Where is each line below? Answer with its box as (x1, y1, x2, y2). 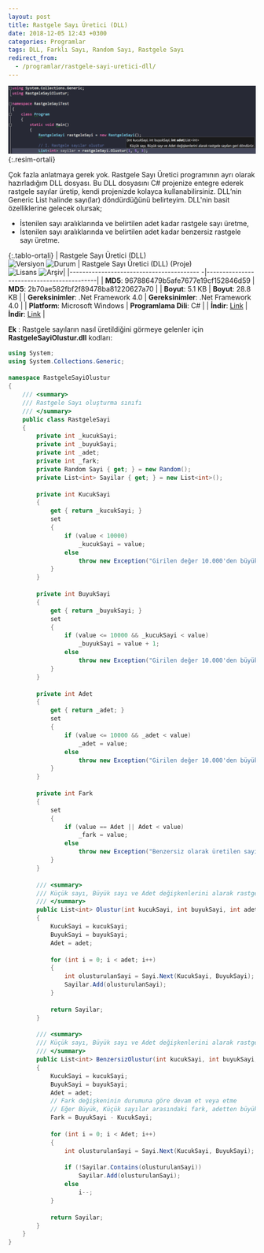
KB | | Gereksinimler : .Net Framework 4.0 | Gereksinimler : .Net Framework (8, 292, 251, 302)
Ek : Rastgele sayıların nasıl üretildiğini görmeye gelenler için (8, 324, 204, 334)
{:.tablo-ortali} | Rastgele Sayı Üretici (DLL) (8, 251, 147, 260)
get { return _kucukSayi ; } (49, 507, 143, 515)
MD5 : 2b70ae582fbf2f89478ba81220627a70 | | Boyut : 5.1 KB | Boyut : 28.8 (8, 284, 251, 293)
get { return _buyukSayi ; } (49, 607, 143, 615)
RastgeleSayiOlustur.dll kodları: (8, 333, 112, 342)
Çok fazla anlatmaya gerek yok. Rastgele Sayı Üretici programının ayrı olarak (8, 169, 255, 179)
